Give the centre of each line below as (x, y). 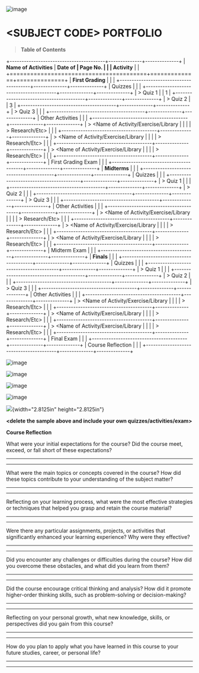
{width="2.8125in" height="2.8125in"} (58, 409)
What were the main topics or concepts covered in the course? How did (94, 472)
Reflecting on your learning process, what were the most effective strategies (99, 501)
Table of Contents (43, 49)
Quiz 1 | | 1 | (157, 93)
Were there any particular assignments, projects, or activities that (86, 531)
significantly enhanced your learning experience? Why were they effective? (98, 537)
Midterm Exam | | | (74, 250)
